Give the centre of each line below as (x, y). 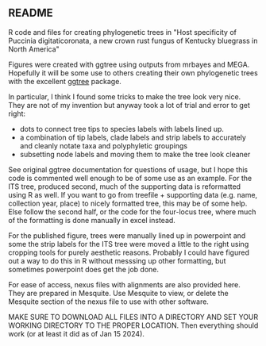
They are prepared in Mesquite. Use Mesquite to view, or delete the (118, 293)
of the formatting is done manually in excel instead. (92, 220)
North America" (34, 49)
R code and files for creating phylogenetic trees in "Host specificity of (122, 32)
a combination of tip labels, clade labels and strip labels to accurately (133, 137)
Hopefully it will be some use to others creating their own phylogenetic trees (133, 73)
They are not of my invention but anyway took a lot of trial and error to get (129, 105)
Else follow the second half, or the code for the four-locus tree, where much (132, 211)
